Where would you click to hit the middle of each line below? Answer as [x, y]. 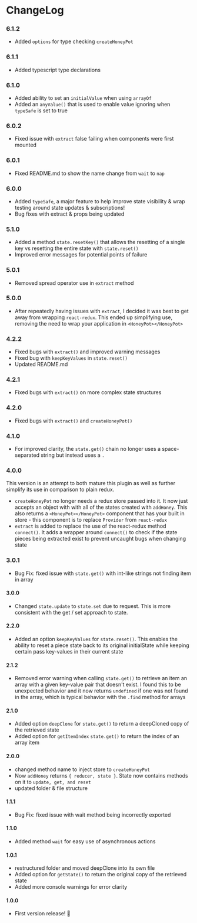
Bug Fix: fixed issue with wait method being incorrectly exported [93, 815]
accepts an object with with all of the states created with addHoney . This [101, 507]
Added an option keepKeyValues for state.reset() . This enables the [96, 639]
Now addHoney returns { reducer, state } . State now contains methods [101, 775]
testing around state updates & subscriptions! [70, 207]
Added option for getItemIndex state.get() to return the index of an [97, 736]
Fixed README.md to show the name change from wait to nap [89, 173]
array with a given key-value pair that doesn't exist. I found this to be [98, 685]
